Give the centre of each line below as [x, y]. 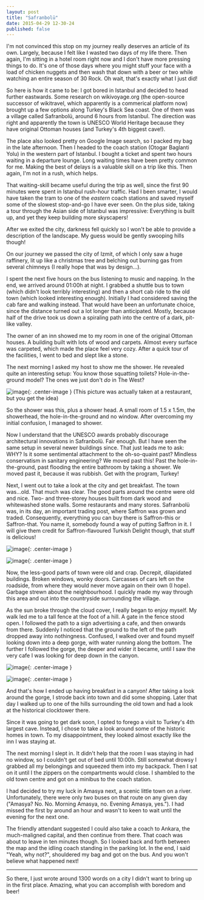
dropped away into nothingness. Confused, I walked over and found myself [100, 636]
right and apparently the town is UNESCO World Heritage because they [95, 123]
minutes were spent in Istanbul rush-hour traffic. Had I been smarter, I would [102, 192]
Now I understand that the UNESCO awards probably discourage [87, 435]
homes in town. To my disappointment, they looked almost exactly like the [99, 735]
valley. [24, 324]
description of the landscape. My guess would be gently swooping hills [95, 236]
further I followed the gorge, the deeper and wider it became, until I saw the [101, 649]
